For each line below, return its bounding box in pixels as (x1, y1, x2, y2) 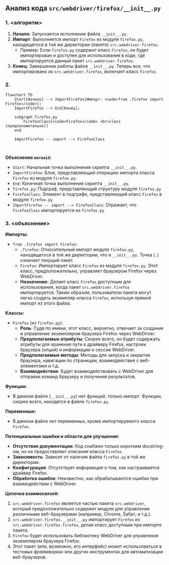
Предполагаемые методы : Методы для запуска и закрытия (20, 352, 150, 358)
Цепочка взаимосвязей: (5, 491, 59, 497)
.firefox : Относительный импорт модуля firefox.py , (20, 246, 135, 252)
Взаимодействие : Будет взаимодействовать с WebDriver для (20, 368, 154, 374)
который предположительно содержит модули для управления (12, 506, 150, 512)
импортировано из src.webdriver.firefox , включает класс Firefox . (12, 68, 157, 74)
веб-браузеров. (12, 554, 47, 560)
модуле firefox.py (12, 196, 53, 202)
